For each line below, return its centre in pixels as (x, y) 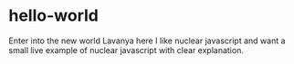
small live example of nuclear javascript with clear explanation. (126, 50)
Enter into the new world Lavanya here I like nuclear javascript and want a (147, 41)
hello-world (54, 16)
